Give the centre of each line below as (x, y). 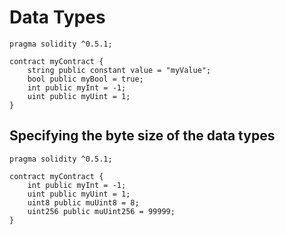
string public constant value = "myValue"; (119, 70)
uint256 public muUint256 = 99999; (101, 211)
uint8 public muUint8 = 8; (83, 202)
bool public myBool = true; (85, 79)
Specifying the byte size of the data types (142, 136)
